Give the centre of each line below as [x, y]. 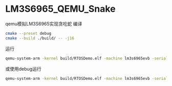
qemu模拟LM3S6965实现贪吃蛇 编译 [44, 24]
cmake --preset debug [28, 33]
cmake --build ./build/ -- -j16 [40, 38]
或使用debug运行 [24, 69]
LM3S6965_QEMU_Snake [61, 9]
